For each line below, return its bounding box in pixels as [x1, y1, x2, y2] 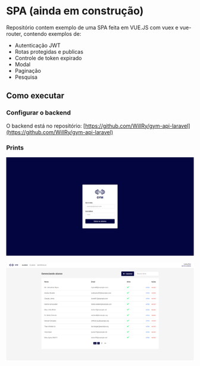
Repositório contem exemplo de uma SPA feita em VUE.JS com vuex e [6, 24, 179, 31]
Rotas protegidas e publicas [14, 48, 83, 55]
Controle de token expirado [14, 54, 82, 61]
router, [6, 30, 23, 37]
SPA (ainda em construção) [6, 4, 144, 18]
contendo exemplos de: [23, 30, 82, 37]
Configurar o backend [6, 108, 71, 117]
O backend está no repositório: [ [6, 122, 86, 129]
